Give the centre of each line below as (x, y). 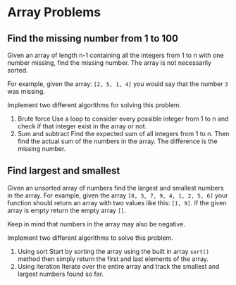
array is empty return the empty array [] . (67, 210)
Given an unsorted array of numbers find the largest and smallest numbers (116, 188)
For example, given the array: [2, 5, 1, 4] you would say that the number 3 (118, 84)
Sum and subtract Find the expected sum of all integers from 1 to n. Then (123, 134)
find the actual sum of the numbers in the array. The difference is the (117, 141)
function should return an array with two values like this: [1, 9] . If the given (117, 202)
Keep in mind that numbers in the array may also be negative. (96, 224)
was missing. (26, 91)
